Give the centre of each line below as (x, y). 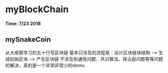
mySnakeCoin (28, 40)
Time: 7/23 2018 (23, 23)
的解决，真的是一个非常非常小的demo (45, 65)
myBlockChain (37, 9)
